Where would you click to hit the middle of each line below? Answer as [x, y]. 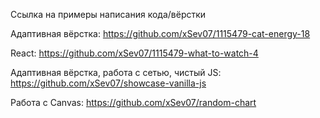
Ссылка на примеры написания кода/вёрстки [108, 14]
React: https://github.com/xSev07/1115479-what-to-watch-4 [134, 53]
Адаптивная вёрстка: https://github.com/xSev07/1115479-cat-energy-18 [160, 33]
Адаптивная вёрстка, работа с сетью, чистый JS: [116, 72]
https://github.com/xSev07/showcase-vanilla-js [108, 83]
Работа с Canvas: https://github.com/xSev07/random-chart [133, 102]
